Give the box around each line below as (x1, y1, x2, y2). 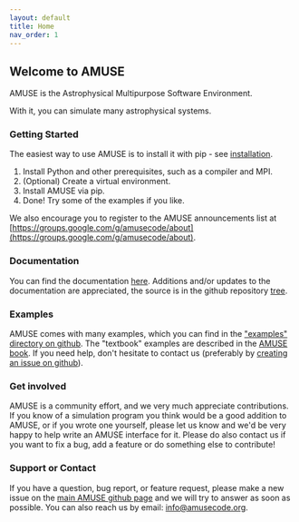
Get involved (9, 380, 66, 392)
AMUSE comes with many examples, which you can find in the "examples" (9, 329, 288, 340)
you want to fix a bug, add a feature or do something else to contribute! (9, 439, 276, 450)
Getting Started (9, 128, 79, 141)
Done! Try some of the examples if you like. (22, 195, 185, 206)
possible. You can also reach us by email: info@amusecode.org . (9, 501, 249, 513)
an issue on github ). (9, 358, 83, 369)
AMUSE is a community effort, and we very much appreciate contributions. (9, 400, 289, 411)
